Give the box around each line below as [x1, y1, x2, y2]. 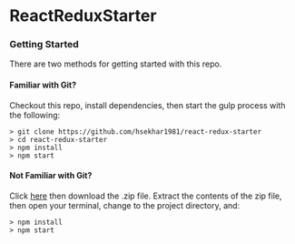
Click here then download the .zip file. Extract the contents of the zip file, [9, 190, 282, 201]
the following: [9, 109, 61, 120]
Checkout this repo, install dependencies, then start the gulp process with [9, 99, 286, 110]
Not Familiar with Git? [9, 170, 93, 181]
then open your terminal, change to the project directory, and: [9, 199, 241, 210]
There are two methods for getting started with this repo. [9, 58, 222, 69]
